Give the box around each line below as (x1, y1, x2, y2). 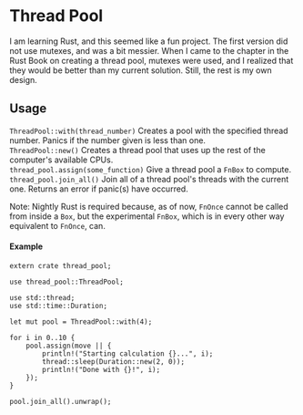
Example (9, 241, 44, 252)
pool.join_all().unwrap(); (9, 397, 112, 406)
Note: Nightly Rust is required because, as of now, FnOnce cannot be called (9, 201, 288, 212)
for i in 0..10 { (9, 333, 76, 342)
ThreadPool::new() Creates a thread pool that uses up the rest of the (9, 144, 266, 155)
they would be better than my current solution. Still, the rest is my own (9, 65, 272, 76)
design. (9, 74, 38, 85)
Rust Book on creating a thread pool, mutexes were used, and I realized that (9, 55, 294, 66)
